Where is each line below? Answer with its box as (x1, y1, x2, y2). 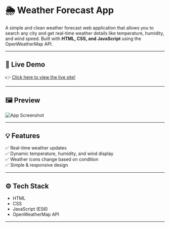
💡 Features (5, 131, 40, 140)
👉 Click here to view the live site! (5, 74, 76, 80)
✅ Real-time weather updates (5, 145, 67, 151)
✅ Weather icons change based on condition (5, 156, 99, 163)
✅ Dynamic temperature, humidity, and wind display (5, 150, 114, 157)
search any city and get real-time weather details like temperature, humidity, (5, 30, 164, 36)
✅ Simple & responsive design (5, 162, 68, 168)
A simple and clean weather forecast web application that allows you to (5, 24, 154, 31)
